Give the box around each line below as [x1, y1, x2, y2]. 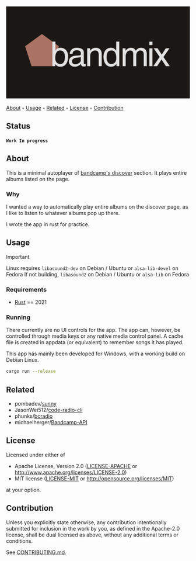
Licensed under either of [6, 451, 65, 458]
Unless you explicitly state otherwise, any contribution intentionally [6, 518, 167, 526]
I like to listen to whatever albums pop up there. [6, 209, 120, 216]
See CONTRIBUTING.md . [6, 549, 66, 556]
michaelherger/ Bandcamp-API [14, 419, 87, 426]
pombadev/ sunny [14, 400, 57, 407]
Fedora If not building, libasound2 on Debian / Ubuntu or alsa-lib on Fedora [6, 271, 190, 278]
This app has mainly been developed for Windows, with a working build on [6, 350, 185, 357]
